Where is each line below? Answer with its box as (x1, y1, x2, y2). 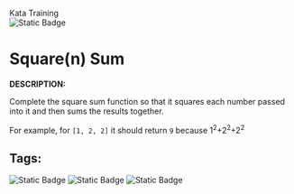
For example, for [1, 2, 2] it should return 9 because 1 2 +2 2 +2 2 (9, 123, 245, 135)
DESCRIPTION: (9, 79, 66, 89)
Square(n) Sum (9, 49, 125, 69)
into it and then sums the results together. (9, 106, 164, 116)
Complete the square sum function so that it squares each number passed (9, 96, 286, 106)
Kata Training (9, 8, 60, 18)
